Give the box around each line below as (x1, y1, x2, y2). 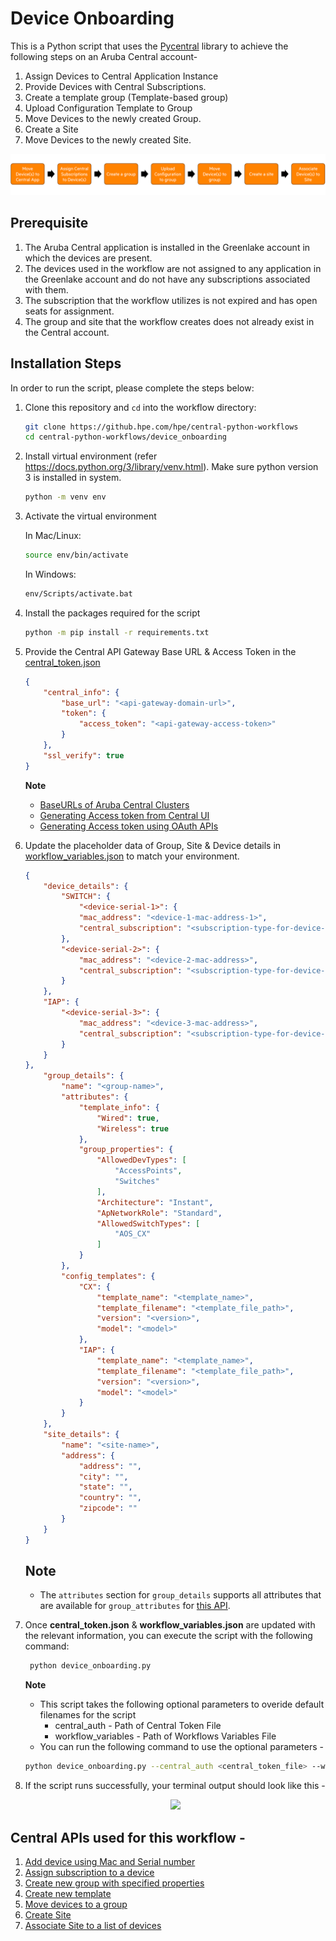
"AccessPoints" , (114, 1166, 183, 1176)
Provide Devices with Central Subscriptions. (24, 80, 207, 92)
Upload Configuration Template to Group (24, 102, 193, 114)
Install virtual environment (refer (24, 450, 158, 462)
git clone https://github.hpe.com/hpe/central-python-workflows (24, 422, 299, 432)
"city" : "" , (78, 1472, 129, 1482)
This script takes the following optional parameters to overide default (39, 1698, 325, 1711)
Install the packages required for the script (24, 607, 201, 619)
